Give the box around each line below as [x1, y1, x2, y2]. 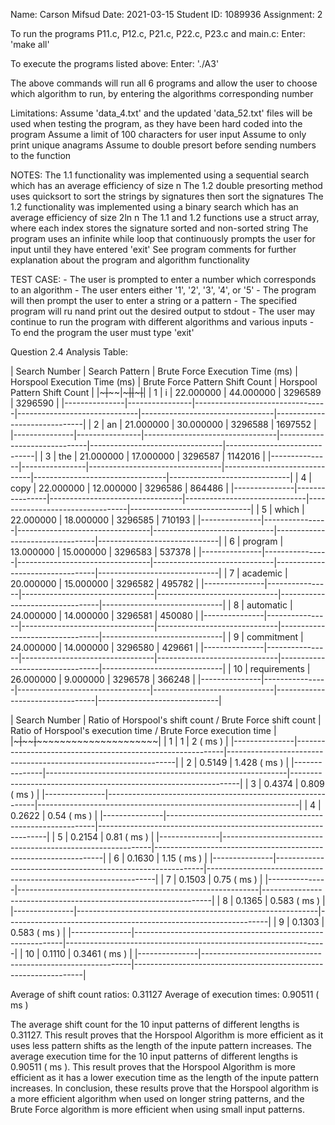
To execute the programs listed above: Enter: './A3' [10, 58, 220, 69]
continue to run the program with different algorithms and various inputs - [10, 316, 315, 328]
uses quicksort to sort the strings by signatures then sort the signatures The [10, 190, 324, 202]
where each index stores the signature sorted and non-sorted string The [10, 222, 309, 234]
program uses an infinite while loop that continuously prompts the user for [10, 233, 316, 244]
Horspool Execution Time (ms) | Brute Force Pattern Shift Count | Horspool [10, 376, 318, 388]
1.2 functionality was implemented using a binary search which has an [10, 201, 299, 213]
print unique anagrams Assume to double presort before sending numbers [10, 139, 317, 151]
